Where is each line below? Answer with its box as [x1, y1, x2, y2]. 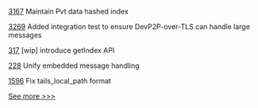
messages [8, 31, 42, 39]
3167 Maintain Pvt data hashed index [8, 7, 129, 16]
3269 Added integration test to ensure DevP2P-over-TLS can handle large [8, 22, 250, 31]
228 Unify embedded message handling [8, 61, 141, 70]
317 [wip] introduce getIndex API [8, 46, 115, 54]
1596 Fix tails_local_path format [8, 76, 111, 85]
